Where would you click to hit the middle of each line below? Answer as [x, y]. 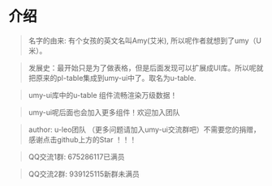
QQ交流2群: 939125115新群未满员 [84, 174]
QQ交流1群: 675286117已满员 [76, 156]
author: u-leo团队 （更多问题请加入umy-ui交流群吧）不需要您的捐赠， [145, 129]
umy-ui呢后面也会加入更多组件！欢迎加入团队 [104, 112]
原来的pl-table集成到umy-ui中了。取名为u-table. [116, 78]
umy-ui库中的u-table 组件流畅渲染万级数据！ [103, 95]
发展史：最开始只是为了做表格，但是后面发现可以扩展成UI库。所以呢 [142, 68]
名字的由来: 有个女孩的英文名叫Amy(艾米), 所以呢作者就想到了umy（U [145, 40]
